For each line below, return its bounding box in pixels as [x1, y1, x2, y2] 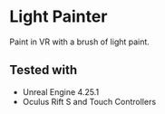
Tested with [9, 62, 78, 78]
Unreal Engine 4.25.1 [22, 86, 100, 97]
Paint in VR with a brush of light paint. [9, 36, 150, 47]
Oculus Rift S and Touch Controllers [22, 96, 157, 107]
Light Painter [9, 6, 108, 27]
